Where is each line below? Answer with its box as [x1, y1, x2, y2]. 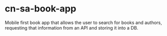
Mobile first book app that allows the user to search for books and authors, [5, 19, 162, 25]
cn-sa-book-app [5, 3, 77, 14]
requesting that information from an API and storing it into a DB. [5, 24, 138, 30]
